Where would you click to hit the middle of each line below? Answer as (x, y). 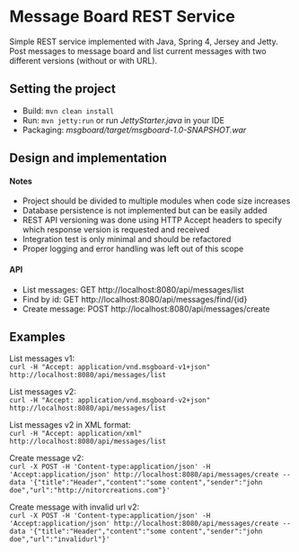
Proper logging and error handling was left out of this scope (133, 249)
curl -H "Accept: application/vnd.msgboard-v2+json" (110, 401)
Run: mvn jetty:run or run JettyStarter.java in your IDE (123, 120)
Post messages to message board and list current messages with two (138, 50)
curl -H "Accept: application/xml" (76, 434)
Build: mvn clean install (68, 111)
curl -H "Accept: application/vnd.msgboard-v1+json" (110, 367)
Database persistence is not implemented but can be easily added (145, 211)
